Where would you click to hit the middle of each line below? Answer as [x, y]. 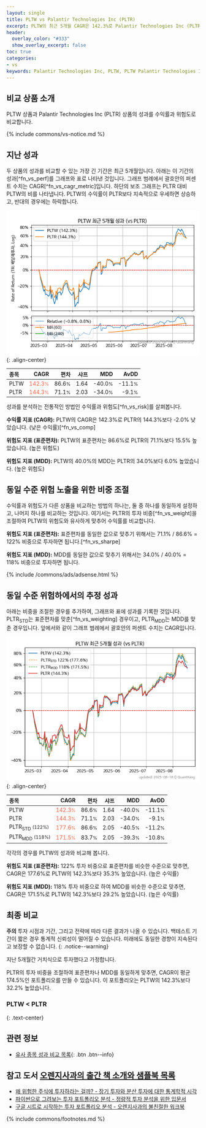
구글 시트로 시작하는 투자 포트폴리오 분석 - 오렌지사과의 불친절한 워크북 [100, 1107]
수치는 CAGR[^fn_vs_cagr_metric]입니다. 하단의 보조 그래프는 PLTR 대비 [100, 186]
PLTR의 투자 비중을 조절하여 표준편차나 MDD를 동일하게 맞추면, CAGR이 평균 [98, 973]
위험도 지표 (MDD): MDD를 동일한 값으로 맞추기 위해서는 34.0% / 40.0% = [97, 554]
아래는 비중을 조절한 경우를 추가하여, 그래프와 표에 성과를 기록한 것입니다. [94, 612]
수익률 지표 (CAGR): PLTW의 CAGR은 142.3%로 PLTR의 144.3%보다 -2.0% [98, 420]
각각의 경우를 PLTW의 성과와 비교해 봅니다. [58, 853]
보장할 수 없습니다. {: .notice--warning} [61, 946]
